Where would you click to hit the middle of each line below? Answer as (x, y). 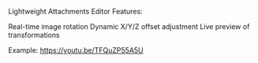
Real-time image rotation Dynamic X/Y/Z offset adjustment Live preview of (129, 26)
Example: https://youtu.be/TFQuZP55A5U (76, 50)
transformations (34, 35)
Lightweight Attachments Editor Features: (76, 11)
